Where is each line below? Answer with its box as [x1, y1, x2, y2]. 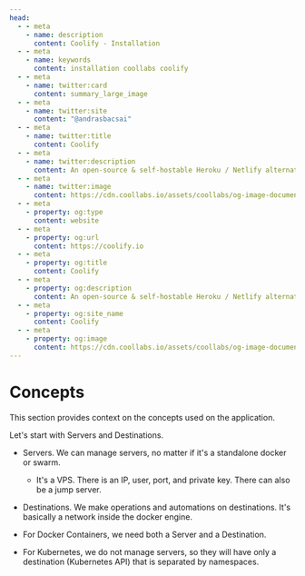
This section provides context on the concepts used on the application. [9, 412, 275, 422]
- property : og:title [25, 258, 107, 268]
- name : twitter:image [25, 183, 112, 192]
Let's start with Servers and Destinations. [9, 429, 164, 441]
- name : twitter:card [25, 81, 107, 90]
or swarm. [22, 456, 61, 468]
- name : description [25, 30, 103, 39]
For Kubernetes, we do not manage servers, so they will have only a [22, 546, 277, 557]
